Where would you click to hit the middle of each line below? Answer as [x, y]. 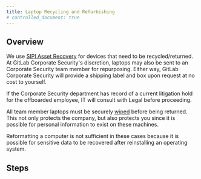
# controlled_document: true [43, 17]
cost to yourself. [26, 82]
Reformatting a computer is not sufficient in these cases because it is [93, 136]
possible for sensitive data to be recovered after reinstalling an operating [97, 143]
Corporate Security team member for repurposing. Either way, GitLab [92, 69]
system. [16, 149]
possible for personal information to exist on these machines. [83, 125]
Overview [25, 42]
